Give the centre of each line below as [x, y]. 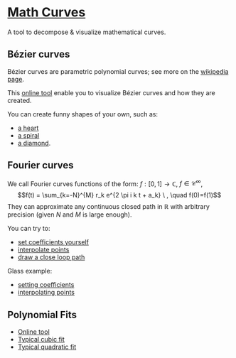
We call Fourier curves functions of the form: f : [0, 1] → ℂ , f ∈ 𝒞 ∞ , [105, 183]
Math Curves [47, 12]
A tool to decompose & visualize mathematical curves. [87, 32]
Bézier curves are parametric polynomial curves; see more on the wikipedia [118, 71]
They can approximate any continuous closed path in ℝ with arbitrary [108, 207]
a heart [28, 128]
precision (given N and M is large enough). [70, 215]
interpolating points [46, 293]
